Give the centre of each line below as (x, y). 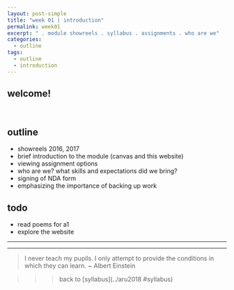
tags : (15, 53)
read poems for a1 (43, 225)
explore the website (46, 232)
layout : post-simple (37, 14)
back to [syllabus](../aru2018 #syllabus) (116, 280)
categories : (24, 40)
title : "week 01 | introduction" (56, 20)
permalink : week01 (34, 26)
